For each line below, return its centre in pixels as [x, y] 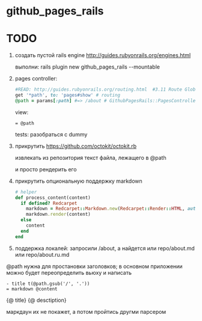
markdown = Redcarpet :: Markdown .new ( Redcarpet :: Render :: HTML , [106, 209]
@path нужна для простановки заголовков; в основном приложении [94, 266]
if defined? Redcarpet [49, 203]
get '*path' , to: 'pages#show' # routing [68, 95]
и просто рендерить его [46, 169]
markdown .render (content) [59, 215]
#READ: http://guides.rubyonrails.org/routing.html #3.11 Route [98, 90]
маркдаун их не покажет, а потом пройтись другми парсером [86, 311]
